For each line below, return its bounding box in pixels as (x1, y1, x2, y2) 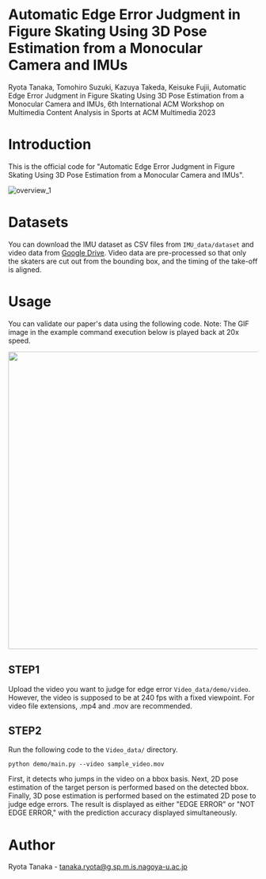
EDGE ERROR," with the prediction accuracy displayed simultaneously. (8, 808, 237, 818)
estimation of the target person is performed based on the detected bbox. (8, 783, 249, 793)
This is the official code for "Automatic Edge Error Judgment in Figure (8, 161, 235, 171)
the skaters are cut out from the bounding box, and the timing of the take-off (8, 256, 258, 266)
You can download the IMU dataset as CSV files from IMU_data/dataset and (8, 240, 255, 249)
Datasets (8, 213, 69, 232)
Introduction (8, 136, 92, 154)
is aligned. (8, 264, 42, 274)
